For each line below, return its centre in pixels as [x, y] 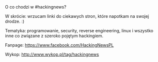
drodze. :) [15, 21]
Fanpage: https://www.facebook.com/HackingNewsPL [59, 45]
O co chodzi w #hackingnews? [36, 7]
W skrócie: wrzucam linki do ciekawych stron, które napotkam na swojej [77, 16]
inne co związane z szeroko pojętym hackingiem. [54, 36]
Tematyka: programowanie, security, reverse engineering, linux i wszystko [79, 31]
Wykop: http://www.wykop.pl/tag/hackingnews [52, 54]
